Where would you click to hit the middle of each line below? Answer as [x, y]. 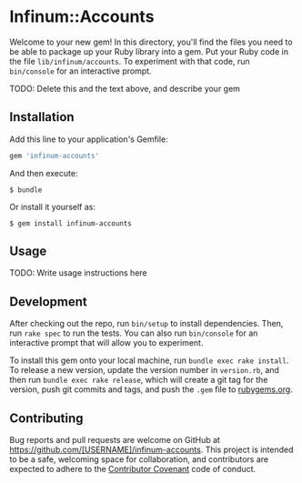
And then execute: [44, 173]
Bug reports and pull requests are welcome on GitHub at [115, 440]
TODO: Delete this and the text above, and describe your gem [125, 88]
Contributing [46, 418]
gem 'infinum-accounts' [55, 156]
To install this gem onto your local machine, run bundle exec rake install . [149, 360]
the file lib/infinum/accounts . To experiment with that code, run [130, 61]
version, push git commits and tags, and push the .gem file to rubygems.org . [151, 389]
